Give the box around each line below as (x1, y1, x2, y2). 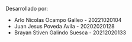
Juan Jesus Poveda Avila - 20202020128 (14, 23, 115, 30)
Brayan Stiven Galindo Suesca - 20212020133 (14, 29, 127, 36)
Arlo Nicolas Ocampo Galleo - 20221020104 (14, 17, 122, 23)
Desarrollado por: (5, 5, 49, 12)
